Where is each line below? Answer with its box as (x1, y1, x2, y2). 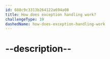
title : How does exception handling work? (5, 12, 96, 17)
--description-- (5, 43, 72, 54)
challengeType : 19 (5, 17, 44, 22)
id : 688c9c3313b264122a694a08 (5, 7, 69, 13)
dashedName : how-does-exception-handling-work (5, 21, 105, 27)
